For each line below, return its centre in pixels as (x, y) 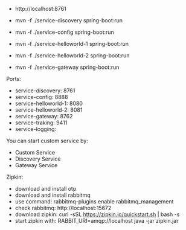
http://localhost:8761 (40, 9)
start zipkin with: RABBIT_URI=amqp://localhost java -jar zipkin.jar (97, 221)
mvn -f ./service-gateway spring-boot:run (67, 67)
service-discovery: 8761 (45, 91)
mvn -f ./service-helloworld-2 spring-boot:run (72, 56)
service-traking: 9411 (41, 123)
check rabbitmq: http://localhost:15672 (63, 208)
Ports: (14, 79)
